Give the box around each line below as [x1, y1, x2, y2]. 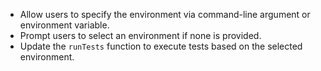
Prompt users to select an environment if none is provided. [19, 30, 262, 41]
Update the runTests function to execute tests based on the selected [19, 40, 303, 52]
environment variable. [19, 19, 110, 31]
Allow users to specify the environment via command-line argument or [19, 9, 311, 20]
